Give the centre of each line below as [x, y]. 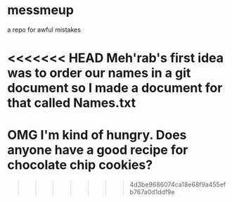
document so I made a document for [115, 88]
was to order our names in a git [99, 73]
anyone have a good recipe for [98, 150]
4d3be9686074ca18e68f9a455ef [178, 184]
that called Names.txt [72, 103]
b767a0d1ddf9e [152, 192]
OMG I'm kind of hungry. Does [97, 135]
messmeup [40, 10]
